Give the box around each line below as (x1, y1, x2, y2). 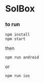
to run (5, 21, 20, 28)
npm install (5, 32, 30, 37)
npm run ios (5, 73, 30, 78)
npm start (5, 36, 26, 41)
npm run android (5, 55, 39, 60)
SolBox (5, 3, 35, 14)
